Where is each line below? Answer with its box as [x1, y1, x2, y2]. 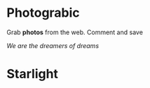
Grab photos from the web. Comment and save [6, 28, 143, 36]
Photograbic [6, 5, 80, 21]
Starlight [6, 66, 59, 82]
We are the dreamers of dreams [6, 41, 100, 50]
